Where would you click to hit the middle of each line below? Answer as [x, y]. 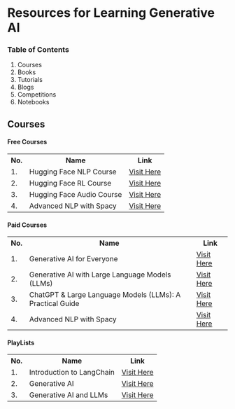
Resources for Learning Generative [111, 13]
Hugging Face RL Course [70, 183]
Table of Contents [38, 50]
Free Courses [27, 142]
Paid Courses [27, 225]
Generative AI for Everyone [73, 259]
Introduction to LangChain [72, 373]
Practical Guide [54, 304]
